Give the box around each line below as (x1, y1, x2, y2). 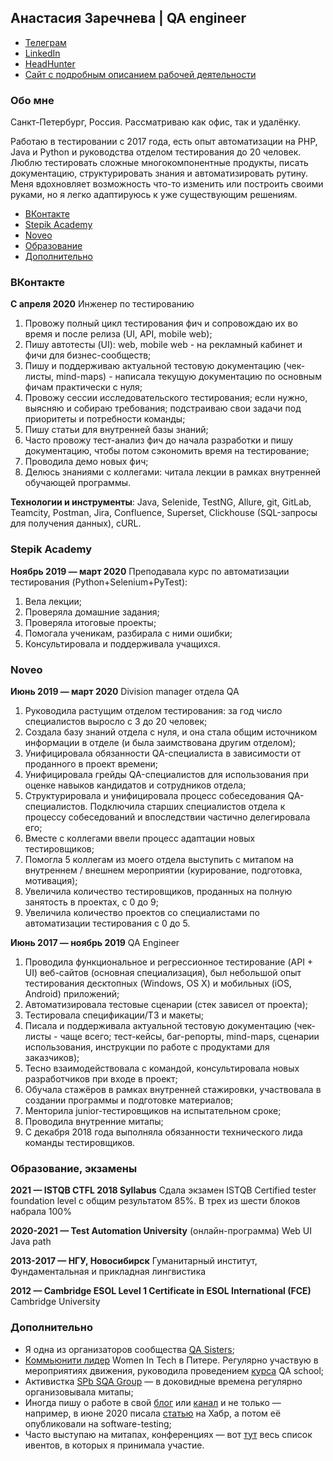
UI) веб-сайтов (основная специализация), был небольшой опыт (24, 967, 302, 978)
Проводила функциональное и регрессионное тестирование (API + (24, 956, 314, 968)
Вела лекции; (24, 595, 82, 607)
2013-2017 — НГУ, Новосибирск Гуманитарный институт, (10, 1255, 258, 1267)
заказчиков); (24, 1052, 80, 1063)
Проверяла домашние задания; (24, 606, 160, 618)
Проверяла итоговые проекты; (24, 616, 157, 628)
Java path (10, 1236, 52, 1248)
